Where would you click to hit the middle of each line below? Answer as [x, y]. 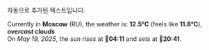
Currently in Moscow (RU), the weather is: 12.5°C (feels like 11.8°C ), [105, 24]
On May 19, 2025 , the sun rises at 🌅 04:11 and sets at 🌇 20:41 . [94, 39]
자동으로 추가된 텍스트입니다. [46, 10]
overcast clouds [31, 31]
